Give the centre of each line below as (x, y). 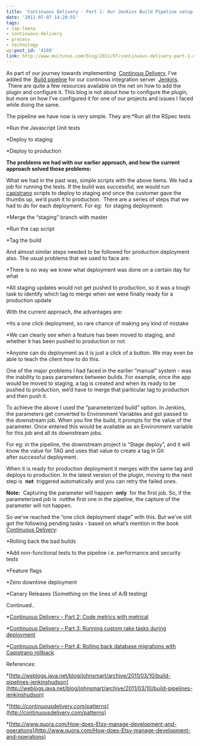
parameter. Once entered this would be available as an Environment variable (100, 426)
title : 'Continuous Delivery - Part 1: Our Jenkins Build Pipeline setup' (101, 12)
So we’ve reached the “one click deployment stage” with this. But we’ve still (99, 517)
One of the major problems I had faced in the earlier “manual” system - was (99, 371)
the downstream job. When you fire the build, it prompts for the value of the (99, 420)
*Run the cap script (30, 229)
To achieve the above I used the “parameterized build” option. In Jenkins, (96, 407)
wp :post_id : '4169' (30, 51)
